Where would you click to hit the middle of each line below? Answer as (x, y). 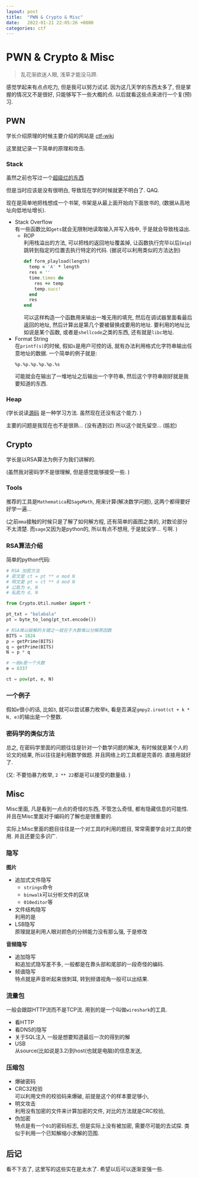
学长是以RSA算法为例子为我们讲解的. (51, 460)
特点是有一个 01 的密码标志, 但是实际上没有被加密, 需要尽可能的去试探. (99, 1126)
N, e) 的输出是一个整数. (34, 717)
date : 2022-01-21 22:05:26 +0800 (50, 22)
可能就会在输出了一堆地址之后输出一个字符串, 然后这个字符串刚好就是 (99, 376)
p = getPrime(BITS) (30, 641)
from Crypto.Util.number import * (49, 603)
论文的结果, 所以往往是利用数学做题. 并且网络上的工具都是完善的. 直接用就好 (98, 755)
